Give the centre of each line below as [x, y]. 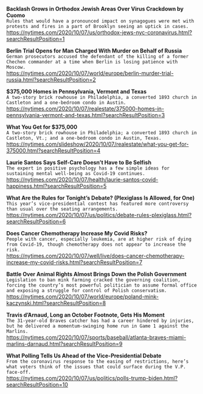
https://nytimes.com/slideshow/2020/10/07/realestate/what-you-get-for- [98, 144]
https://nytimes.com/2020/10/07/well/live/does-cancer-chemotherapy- [95, 256]
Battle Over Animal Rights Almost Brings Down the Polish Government [97, 274]
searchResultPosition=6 [36, 221]
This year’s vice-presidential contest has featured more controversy [98, 204]
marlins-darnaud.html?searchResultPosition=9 [64, 344]
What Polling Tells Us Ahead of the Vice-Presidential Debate [84, 356]
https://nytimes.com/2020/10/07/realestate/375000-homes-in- [85, 109]
